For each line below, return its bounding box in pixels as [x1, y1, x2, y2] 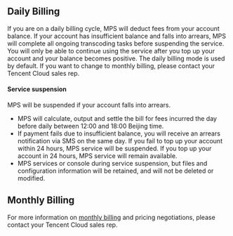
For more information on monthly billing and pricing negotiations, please [7, 213, 215, 221]
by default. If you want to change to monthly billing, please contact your [7, 61, 215, 70]
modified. [17, 174, 46, 183]
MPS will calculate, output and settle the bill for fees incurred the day [17, 114, 218, 123]
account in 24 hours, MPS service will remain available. [17, 152, 178, 160]
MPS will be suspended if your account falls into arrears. [7, 101, 171, 110]
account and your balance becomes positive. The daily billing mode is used [7, 54, 225, 63]
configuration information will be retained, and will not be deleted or [17, 166, 214, 175]
